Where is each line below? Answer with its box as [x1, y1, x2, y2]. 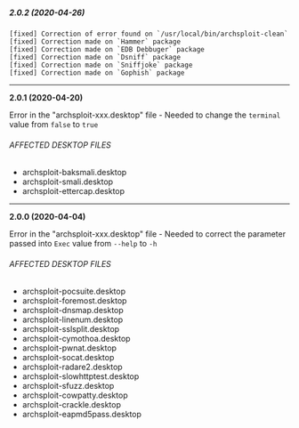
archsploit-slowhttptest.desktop [21, 371, 140, 382]
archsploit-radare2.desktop [21, 361, 123, 373]
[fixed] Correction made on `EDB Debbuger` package [9, 44, 205, 53]
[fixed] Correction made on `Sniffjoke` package [9, 61, 193, 69]
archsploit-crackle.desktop [21, 400, 122, 410]
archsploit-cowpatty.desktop [21, 390, 128, 400]
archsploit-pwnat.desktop [21, 343, 117, 353]
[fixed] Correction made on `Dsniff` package [9, 52, 181, 61]
